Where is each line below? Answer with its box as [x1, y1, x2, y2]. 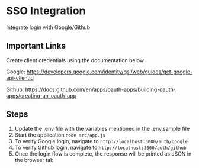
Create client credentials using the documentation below [6, 56, 145, 63]
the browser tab [14, 156, 54, 163]
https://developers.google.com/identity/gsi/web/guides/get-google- [26, 68, 193, 75]
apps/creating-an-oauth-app [6, 92, 77, 99]
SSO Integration [6, 4, 86, 18]
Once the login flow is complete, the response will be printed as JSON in [14, 150, 192, 157]
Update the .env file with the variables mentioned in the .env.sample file [14, 125, 190, 132]
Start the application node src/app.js [14, 131, 106, 138]
